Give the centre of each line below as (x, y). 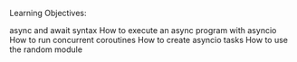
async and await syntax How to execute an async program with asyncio (143, 30)
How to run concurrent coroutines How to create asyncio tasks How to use (148, 40)
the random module (46, 49)
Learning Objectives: (48, 13)
